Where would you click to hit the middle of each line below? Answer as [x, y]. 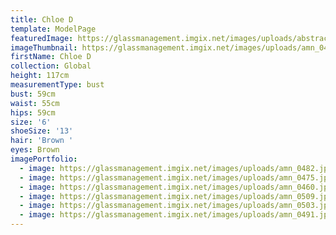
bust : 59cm [33, 94]
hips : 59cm [33, 112]
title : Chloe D [42, 19]
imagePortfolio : [44, 159]
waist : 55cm [35, 103]
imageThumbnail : [44, 47]
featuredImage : [42, 38]
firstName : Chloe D [51, 57]
